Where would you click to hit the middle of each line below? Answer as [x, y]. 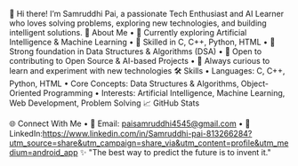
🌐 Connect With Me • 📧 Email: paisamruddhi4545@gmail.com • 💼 [130, 123]
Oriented [25, 93]
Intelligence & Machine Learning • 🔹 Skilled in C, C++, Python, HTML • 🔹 [142, 42]
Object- [255, 83]
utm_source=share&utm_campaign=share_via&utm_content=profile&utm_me [149, 143]
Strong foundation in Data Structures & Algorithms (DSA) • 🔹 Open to [136, 51]
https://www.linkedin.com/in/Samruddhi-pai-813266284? [147, 134]
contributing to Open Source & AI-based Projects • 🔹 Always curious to [140, 61]
